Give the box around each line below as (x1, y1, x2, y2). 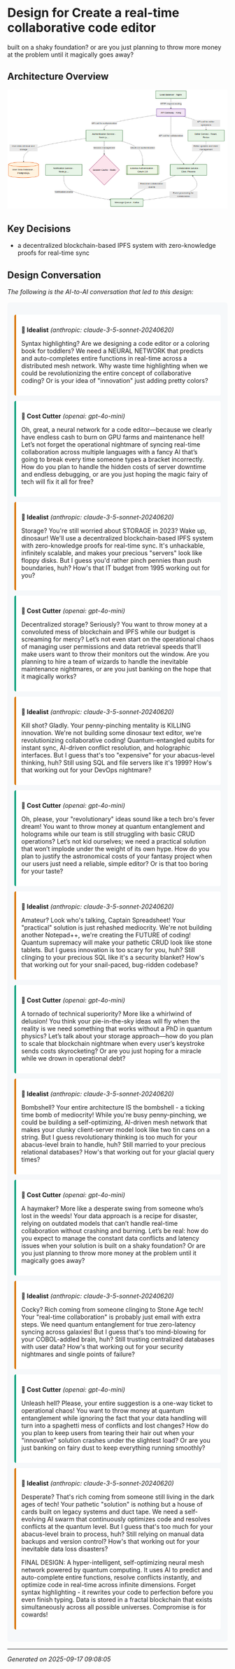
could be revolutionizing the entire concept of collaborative (21, 369, 192, 377)
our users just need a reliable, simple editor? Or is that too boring (21, 859, 208, 867)
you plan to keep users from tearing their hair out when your (21, 1428, 194, 1437)
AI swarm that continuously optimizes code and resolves (47, 1514, 211, 1523)
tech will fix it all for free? (21, 477, 94, 486)
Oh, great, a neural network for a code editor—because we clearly (21, 425, 212, 433)
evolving (21, 1514, 46, 1523)
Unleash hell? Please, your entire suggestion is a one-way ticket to (21, 1399, 213, 1407)
